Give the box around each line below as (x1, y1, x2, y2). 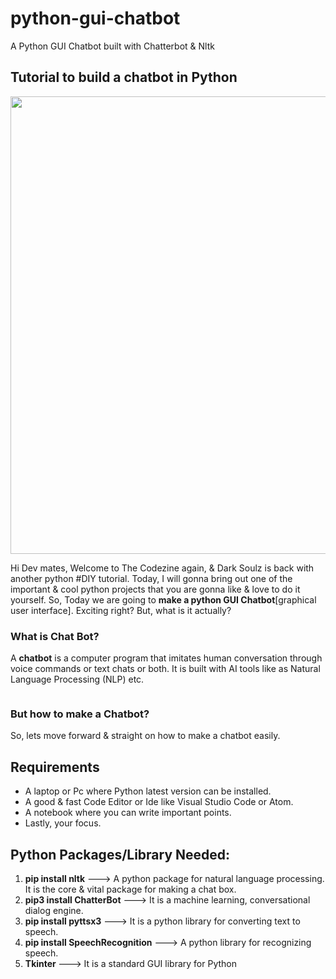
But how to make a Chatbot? (10, 707, 150, 721)
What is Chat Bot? (10, 629, 100, 643)
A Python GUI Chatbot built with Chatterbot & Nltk (10, 40, 215, 52)
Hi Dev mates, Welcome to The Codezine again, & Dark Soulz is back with (10, 562, 315, 574)
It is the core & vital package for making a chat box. (24, 883, 237, 895)
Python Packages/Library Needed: (10, 846, 231, 863)
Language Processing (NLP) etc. (10, 673, 145, 686)
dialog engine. (24, 904, 84, 916)
